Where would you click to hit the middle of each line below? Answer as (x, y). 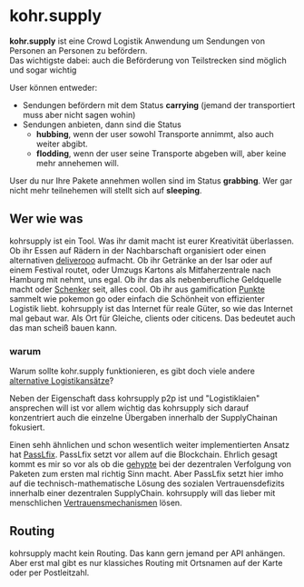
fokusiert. (27, 427)
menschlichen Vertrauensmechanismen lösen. (96, 503)
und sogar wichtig (43, 70)
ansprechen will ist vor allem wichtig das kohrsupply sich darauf (129, 408)
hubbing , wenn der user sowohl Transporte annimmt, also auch (155, 134)
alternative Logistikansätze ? (62, 381)
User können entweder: (54, 87)
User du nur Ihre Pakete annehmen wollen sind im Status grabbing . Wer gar (151, 180)
